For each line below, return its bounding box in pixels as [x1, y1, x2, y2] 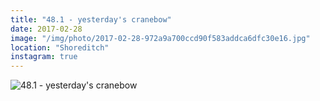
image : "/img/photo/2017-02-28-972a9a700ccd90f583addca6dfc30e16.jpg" [10, 33, 311, 43]
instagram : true [10, 52, 78, 62]
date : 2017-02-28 [10, 24, 83, 34]
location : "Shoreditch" [10, 42, 110, 53]
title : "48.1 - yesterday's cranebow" [10, 14, 172, 25]
